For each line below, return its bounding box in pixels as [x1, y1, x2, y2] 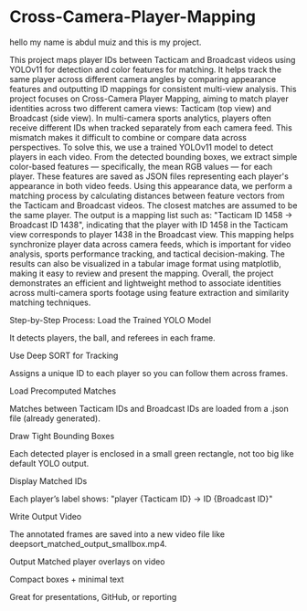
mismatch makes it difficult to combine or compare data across [9, 132, 247, 142]
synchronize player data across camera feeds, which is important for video [9, 238, 291, 249]
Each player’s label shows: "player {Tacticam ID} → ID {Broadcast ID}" [9, 493, 273, 504]
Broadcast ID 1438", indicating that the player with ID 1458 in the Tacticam [9, 219, 289, 230]
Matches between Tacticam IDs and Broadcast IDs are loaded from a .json [9, 403, 290, 414]
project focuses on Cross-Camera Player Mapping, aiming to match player [9, 93, 290, 104]
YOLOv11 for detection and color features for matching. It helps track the [9, 64, 281, 75]
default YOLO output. [9, 458, 90, 469]
